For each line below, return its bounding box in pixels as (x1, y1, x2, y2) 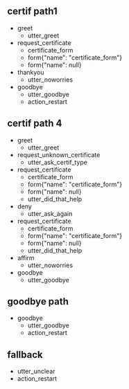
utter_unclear (17, 367, 55, 376)
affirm (17, 253, 35, 262)
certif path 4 (7, 118, 62, 129)
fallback (7, 349, 43, 361)
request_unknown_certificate (17, 150, 101, 159)
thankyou (17, 68, 44, 76)
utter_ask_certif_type (27, 158, 88, 166)
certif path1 (7, 6, 58, 17)
